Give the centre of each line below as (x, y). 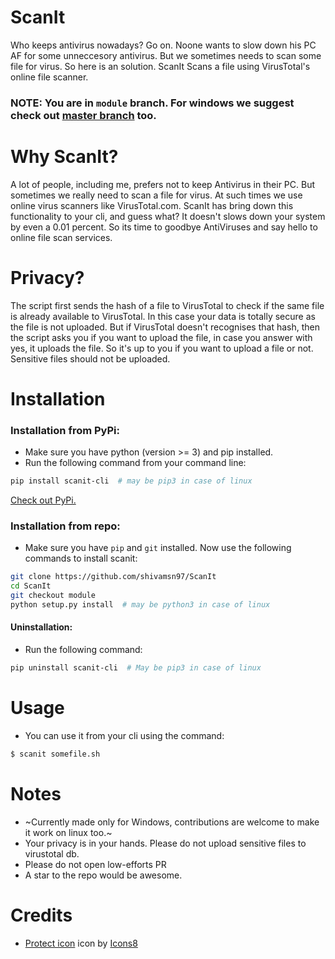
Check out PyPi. (43, 500)
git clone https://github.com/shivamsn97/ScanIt (113, 577)
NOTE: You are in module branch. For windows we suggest (152, 103)
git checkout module (53, 596)
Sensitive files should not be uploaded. (90, 358)
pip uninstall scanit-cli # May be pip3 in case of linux (136, 668)
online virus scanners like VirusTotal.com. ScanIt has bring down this (152, 205)
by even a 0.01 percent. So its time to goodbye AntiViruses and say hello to (164, 227)
